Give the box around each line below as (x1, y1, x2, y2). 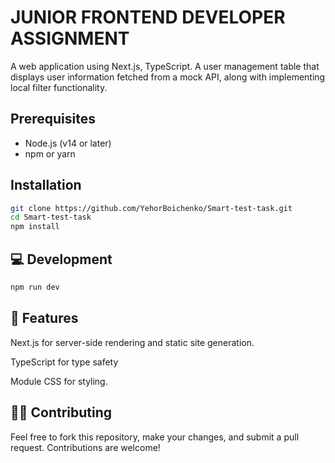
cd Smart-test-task (10, 212, 92, 223)
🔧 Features (10, 310, 79, 327)
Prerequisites (10, 111, 96, 128)
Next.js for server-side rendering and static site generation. (10, 336, 255, 348)
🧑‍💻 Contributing (10, 404, 113, 421)
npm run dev (10, 282, 60, 292)
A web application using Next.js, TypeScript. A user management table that (10, 60, 320, 72)
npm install (10, 222, 60, 232)
